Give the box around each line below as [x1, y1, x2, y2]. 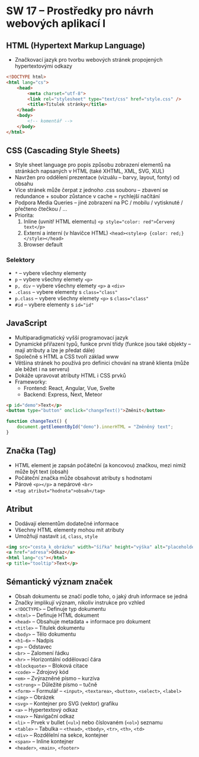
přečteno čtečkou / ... [14, 205, 68, 213]
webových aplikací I [6, 17, 106, 30]
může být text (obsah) [14, 468, 69, 475]
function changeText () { [6, 419, 68, 425]
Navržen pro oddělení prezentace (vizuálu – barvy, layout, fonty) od [14, 174, 179, 181]
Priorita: [14, 212, 34, 219]
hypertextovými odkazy [14, 62, 73, 69]
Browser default [23, 241, 63, 248]
